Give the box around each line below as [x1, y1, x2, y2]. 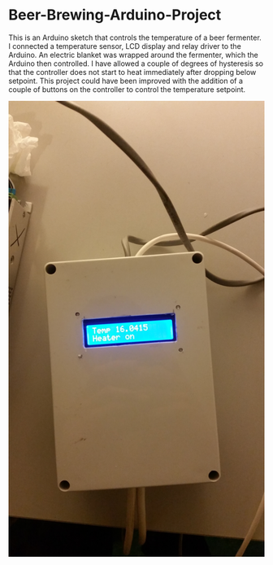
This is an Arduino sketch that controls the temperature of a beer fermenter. [8, 33, 262, 42]
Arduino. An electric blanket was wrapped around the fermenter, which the [8, 50, 258, 59]
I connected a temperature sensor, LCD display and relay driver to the [8, 41, 241, 50]
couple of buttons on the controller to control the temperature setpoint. [8, 84, 246, 94]
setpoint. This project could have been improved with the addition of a [8, 76, 244, 85]
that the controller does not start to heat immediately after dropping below [8, 67, 257, 77]
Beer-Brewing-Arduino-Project [8, 6, 222, 24]
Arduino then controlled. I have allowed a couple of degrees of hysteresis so [8, 59, 264, 68]
